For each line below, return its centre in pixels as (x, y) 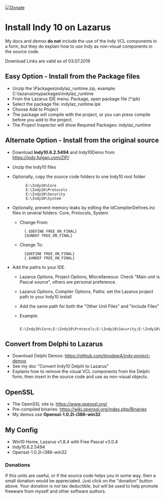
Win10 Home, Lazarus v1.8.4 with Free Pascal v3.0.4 (65, 442)
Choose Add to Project (35, 109)
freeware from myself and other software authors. (56, 491)
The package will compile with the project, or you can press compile (81, 114)
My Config (22, 430)
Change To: (31, 245)
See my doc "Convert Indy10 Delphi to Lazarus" (60, 366)
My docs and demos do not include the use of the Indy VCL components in (81, 41)
